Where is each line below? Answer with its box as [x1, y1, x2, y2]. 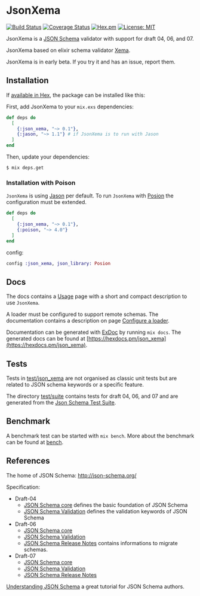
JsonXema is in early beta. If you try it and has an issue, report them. [6, 58, 176, 65]
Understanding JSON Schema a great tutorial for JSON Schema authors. [6, 583, 185, 590]
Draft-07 [14, 552, 36, 559]
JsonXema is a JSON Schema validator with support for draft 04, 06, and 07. [6, 35, 194, 42]
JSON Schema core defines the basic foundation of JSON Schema [23, 501, 188, 509]
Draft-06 [14, 520, 36, 527]
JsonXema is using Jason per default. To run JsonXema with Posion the [6, 192, 174, 199]
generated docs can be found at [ [6, 335, 89, 342]
